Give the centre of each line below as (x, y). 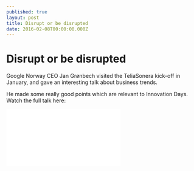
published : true (27, 12)
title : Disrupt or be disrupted (47, 23)
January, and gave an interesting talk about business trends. (82, 82)
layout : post (23, 18)
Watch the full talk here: (36, 100)
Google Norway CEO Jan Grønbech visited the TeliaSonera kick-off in (93, 76)
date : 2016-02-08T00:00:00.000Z (47, 29)
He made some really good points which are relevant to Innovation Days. (97, 94)
